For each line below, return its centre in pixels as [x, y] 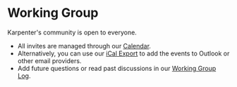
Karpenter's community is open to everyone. [72, 32]
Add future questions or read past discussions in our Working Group [117, 68]
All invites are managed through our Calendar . [84, 46]
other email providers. [49, 60]
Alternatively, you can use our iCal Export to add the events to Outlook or [123, 53]
